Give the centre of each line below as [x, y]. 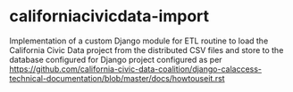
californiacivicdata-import [109, 16]
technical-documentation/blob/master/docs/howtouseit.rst [117, 78]
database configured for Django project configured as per [116, 59]
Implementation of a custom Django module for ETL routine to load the [139, 41]
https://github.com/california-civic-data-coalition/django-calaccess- [135, 69]
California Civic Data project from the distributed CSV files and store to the [146, 50]
